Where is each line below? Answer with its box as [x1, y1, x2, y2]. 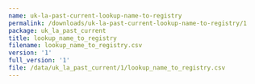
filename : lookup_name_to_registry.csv [8, 42, 143, 50]
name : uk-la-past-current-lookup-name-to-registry [8, 11, 182, 20]
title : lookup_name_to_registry [8, 34, 117, 42]
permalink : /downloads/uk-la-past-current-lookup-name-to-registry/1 [8, 19, 248, 27]
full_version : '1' [8, 57, 70, 65]
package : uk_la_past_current [8, 26, 107, 34]
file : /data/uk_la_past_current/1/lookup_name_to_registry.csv [8, 64, 226, 72]
